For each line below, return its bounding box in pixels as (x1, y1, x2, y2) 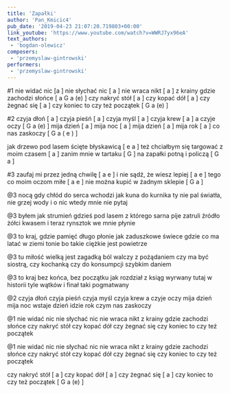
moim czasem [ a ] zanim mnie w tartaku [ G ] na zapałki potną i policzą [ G (7, 149, 220, 158)
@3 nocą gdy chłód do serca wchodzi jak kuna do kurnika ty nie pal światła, (7, 190, 222, 199)
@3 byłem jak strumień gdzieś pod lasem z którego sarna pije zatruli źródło (7, 211, 220, 220)
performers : (7, 61, 41, 68)
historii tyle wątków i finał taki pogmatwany (7, 280, 129, 289)
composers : (7, 49, 38, 56)
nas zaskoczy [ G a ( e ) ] (7, 128, 78, 137)
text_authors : (7, 36, 48, 43)
